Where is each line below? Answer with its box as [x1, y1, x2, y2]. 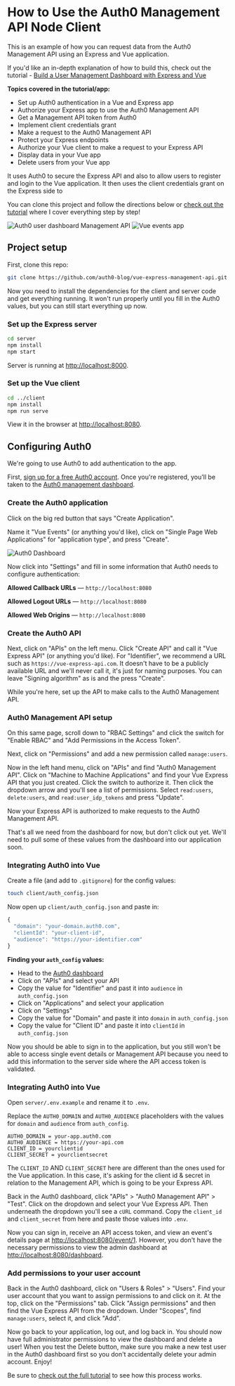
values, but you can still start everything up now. [7, 302, 147, 310]
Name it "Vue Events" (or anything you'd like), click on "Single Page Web [7, 527, 218, 536]
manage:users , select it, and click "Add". [7, 1314, 121, 1323]
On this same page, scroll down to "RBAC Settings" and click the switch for [7, 729, 224, 737]
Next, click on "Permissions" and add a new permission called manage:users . [7, 750, 228, 758]
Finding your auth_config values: [7, 955, 105, 963]
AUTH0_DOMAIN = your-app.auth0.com [7, 1133, 112, 1140]
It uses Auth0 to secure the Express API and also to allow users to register [7, 172, 221, 180]
